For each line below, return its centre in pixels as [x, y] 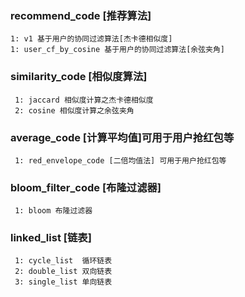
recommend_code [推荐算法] [81, 15]
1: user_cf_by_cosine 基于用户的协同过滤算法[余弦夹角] [118, 50]
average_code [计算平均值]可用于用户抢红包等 [122, 137]
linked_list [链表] [51, 238]
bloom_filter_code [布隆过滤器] [86, 187]
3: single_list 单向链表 [63, 282]
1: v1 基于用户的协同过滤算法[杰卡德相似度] [91, 39]
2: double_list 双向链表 [63, 272]
